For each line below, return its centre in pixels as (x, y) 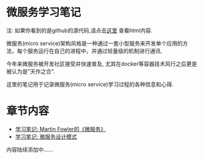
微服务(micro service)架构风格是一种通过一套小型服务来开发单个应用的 (95, 43)
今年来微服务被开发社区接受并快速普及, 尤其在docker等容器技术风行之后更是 (102, 64)
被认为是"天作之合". (31, 71)
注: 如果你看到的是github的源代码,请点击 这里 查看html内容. (80, 30)
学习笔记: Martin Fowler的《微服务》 (60, 129)
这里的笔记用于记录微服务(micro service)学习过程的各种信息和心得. (90, 84)
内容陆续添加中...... (30, 149)
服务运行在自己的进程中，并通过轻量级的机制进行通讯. (95, 51)
